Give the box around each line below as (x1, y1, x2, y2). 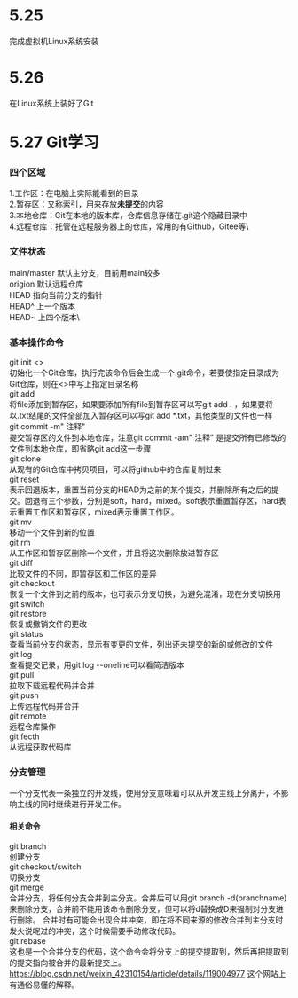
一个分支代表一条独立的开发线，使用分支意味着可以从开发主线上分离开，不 (9, 788, 281, 798)
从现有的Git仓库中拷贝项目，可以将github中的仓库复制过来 (9, 463, 222, 475)
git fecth (9, 731, 40, 742)
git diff (9, 557, 34, 568)
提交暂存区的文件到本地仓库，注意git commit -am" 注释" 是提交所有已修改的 (9, 432, 286, 443)
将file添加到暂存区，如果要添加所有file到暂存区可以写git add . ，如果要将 (9, 398, 273, 409)
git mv (9, 516, 33, 527)
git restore (9, 608, 47, 618)
